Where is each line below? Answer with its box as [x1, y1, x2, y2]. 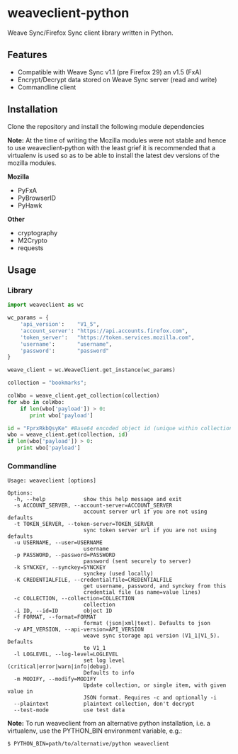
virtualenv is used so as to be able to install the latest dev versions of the [7, 151, 220, 159]
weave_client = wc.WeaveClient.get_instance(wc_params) [7, 366, 176, 373]
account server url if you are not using [83, 508, 208, 515]
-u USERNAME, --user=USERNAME [13, 539, 103, 546]
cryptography [17, 228, 58, 237]
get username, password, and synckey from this [83, 583, 227, 590]
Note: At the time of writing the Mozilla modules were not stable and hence [7, 136, 227, 145]
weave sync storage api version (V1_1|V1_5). [83, 632, 220, 639]
